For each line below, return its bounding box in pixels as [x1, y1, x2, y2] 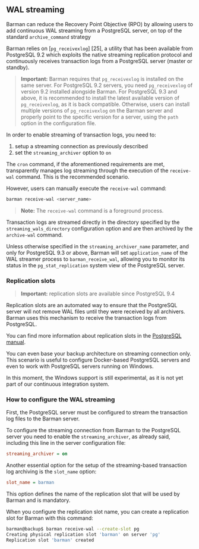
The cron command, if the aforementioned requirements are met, [6, 160, 165, 167]
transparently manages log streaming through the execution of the [6, 167, 169, 174]
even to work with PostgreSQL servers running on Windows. [6, 363, 154, 370]
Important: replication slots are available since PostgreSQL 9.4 [20, 290, 175, 297]
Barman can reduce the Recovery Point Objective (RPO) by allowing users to [6, 20, 193, 27]
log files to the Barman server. [6, 415, 80, 422]
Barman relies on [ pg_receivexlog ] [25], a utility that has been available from [6, 45, 193, 52]
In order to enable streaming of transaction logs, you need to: [6, 131, 156, 138]
